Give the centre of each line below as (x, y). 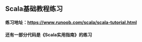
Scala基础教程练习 (34, 9)
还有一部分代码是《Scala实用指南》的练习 (49, 35)
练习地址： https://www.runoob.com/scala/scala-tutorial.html (71, 22)
